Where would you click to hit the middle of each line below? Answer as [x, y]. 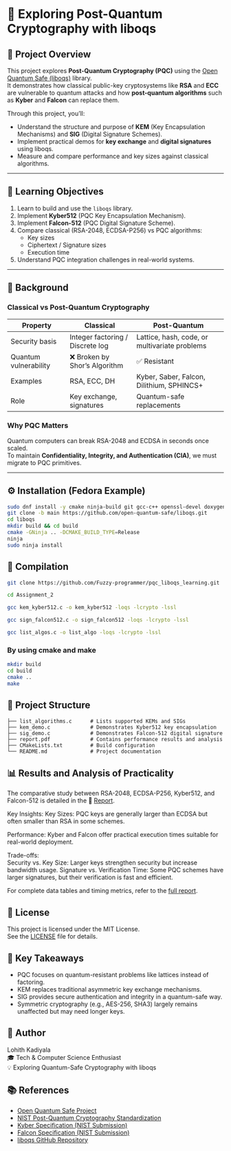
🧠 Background [38, 288]
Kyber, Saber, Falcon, [171, 377]
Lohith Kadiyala [29, 1050]
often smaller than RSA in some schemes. [66, 821]
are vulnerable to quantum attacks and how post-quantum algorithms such [114, 93]
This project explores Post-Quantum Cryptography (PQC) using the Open [112, 71]
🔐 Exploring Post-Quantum [85, 14]
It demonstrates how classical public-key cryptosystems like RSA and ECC [113, 85]
